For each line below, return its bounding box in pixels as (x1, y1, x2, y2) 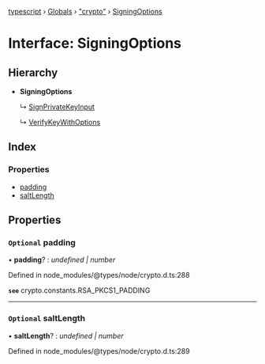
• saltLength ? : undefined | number (8, 331, 124, 340)
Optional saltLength (8, 313, 85, 324)
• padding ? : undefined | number (8, 255, 116, 264)
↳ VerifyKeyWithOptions (19, 118, 101, 127)
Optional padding (8, 237, 77, 248)
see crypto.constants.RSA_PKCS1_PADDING (8, 286, 151, 295)
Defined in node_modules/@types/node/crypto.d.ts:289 (8, 346, 191, 355)
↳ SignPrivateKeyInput (19, 102, 95, 112)
